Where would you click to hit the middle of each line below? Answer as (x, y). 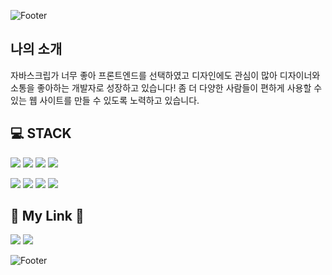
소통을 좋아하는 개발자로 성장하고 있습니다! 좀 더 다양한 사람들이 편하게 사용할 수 (166, 87)
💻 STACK (41, 133)
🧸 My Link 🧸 (47, 216)
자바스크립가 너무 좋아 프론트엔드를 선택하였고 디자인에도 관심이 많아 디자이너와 (165, 75)
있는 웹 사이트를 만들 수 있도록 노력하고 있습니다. (105, 100)
